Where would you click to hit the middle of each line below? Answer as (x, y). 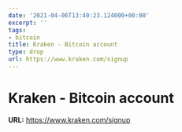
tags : (17, 30)
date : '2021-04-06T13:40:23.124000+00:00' (79, 15)
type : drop (26, 52)
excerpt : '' (28, 23)
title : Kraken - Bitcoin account (63, 45)
